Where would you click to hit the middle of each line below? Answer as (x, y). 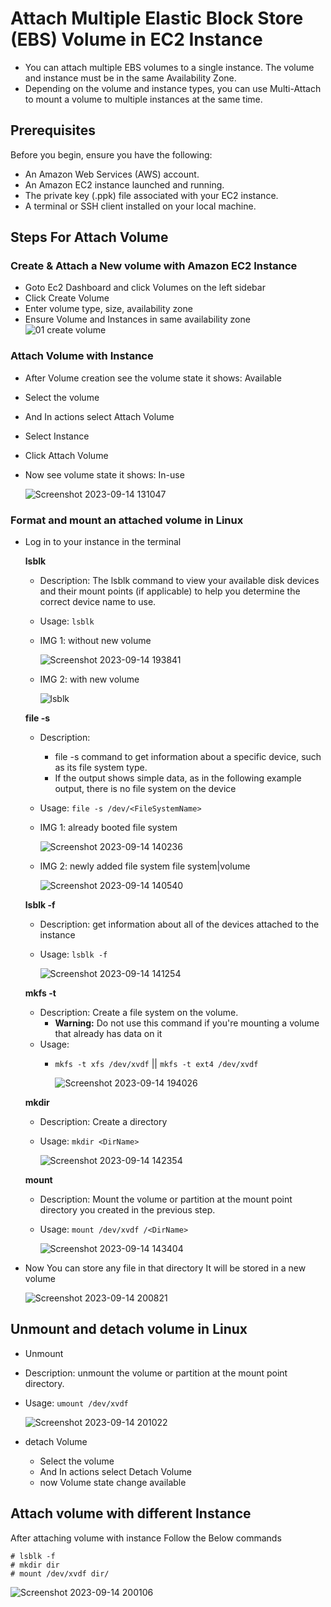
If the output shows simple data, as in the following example (178, 778)
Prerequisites (53, 130)
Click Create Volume (67, 298)
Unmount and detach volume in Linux (129, 1329)
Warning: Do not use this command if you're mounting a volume (187, 1023)
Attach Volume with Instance (82, 356)
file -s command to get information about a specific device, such (188, 757)
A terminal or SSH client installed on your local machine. (140, 206)
